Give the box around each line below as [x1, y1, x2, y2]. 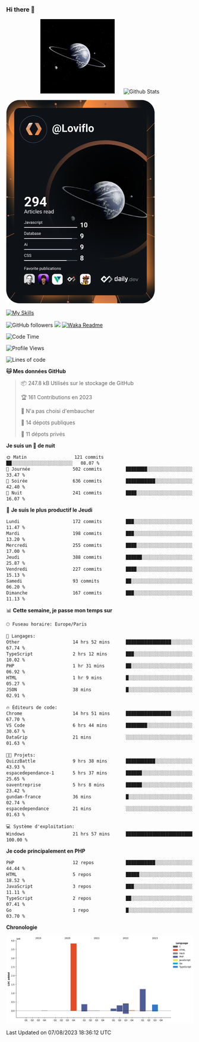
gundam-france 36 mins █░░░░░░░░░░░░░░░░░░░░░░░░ [6, 794, 193, 800]
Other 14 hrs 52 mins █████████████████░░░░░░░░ [6, 639, 193, 645]
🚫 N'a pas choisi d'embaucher [20, 408, 95, 415]
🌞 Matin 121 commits [6, 455, 104, 461]
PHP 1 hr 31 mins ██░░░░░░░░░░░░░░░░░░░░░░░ [6, 663, 193, 669]
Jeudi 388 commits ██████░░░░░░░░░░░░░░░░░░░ [6, 555, 193, 561]
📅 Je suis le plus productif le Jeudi [6, 506, 93, 514]
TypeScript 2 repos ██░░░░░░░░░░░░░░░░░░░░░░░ [6, 896, 193, 902]
